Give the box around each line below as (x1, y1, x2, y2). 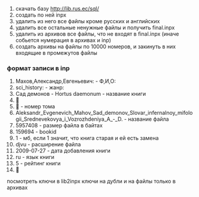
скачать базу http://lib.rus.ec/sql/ (15, 5, 99, 12)
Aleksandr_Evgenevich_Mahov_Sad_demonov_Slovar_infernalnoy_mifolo (15, 110, 193, 117)
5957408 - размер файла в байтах (15, 122, 103, 129)
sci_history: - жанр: (15, 84, 65, 91)
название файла (128, 115, 169, 123)
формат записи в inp (7, 64, 71, 72)
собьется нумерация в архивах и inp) (15, 37, 111, 43)
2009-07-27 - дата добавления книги (15, 147, 111, 154)
